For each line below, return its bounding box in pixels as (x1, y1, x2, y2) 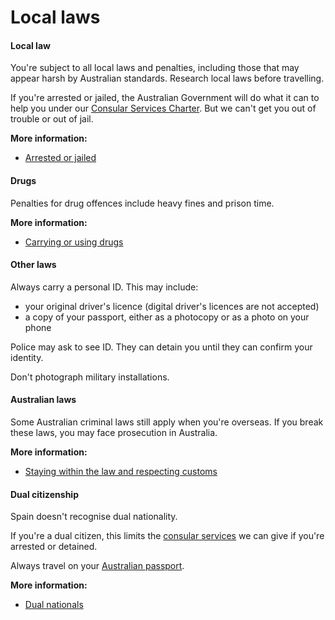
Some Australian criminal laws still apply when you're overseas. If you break (10, 416, 324, 428)
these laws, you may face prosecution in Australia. (10, 427, 218, 438)
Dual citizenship (10, 488, 79, 500)
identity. (10, 351, 44, 363)
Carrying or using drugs (24, 236, 124, 248)
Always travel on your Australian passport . (10, 560, 185, 572)
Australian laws (10, 394, 77, 406)
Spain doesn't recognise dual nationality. (10, 511, 178, 523)
